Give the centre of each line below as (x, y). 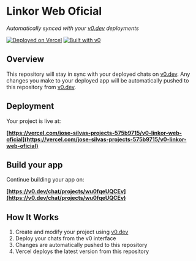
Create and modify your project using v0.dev (72, 232)
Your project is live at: (34, 121)
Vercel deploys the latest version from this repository (82, 251)
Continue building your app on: (45, 180)
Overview (25, 59)
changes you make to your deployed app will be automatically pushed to (98, 80)
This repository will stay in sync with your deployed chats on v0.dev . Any (98, 74)
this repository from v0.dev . (41, 87)
